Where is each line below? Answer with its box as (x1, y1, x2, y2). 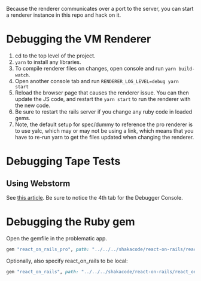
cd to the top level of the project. (14, 52, 96, 59)
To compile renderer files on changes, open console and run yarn (14, 65, 176, 72)
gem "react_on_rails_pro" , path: (6, 246, 90, 252)
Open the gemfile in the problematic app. (6, 234, 108, 242)
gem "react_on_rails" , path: (6, 268, 79, 274)
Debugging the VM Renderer (6, 32, 151, 46)
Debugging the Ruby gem (6, 215, 136, 229)
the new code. (14, 102, 51, 109)
